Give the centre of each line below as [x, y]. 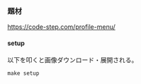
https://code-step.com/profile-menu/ [61, 27]
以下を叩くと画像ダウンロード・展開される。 [73, 60]
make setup [23, 73]
